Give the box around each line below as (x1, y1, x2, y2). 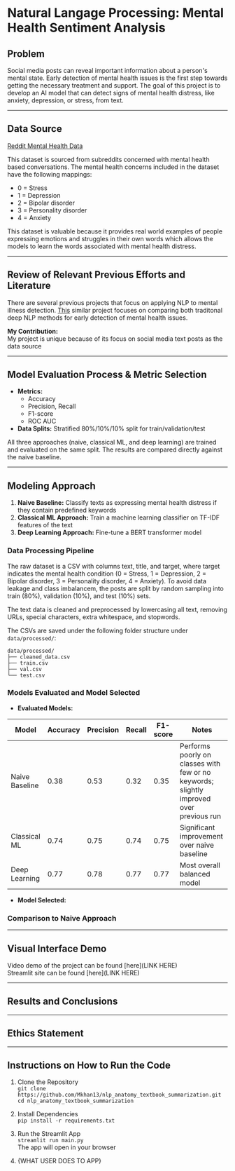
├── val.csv (7, 665, 42, 672)
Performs (179, 741, 211, 751)
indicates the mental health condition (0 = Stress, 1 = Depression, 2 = (7, 569, 207, 578)
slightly (179, 785, 204, 794)
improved (179, 794, 211, 804)
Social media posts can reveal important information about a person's (7, 67, 208, 74)
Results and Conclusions (7, 996, 118, 1008)
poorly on (179, 750, 212, 759)
